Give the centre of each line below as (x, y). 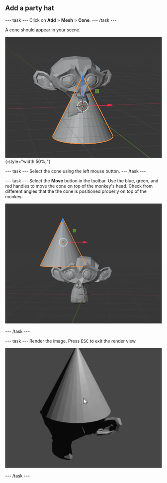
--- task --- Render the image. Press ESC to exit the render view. (71, 341)
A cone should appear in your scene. (43, 30)
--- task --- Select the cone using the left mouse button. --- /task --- (76, 171)
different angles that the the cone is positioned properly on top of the (76, 191)
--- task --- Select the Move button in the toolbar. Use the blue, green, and (82, 181)
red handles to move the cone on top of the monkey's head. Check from (79, 186)
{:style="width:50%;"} (28, 161)
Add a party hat (30, 8)
